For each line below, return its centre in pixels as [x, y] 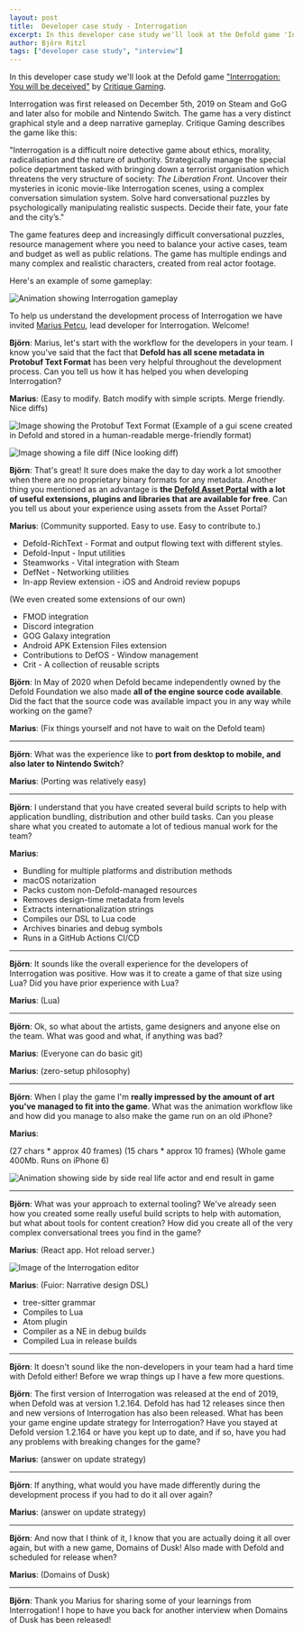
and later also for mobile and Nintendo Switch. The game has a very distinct [150, 114]
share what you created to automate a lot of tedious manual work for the [143, 827]
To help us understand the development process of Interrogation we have [146, 316]
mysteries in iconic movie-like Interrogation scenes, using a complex [137, 188]
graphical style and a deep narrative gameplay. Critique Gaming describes [147, 124]
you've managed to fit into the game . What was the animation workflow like [151, 1106]
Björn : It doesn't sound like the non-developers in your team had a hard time [151, 1367]
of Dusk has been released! [60, 1620]
